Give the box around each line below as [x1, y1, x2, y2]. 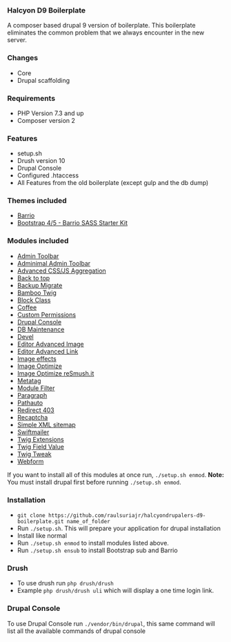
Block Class [17, 295, 51, 304]
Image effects [17, 354, 57, 362]
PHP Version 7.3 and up [17, 109, 84, 117]
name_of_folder [66, 518, 110, 525]
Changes [7, 53, 39, 63]
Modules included [7, 236, 69, 246]
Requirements [7, 93, 56, 103]
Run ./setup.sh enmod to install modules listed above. [17, 539, 169, 547]
